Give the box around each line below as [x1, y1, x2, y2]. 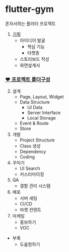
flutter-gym [5, 3, 54, 15]
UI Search [19, 165, 41, 171]
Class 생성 [19, 143, 41, 149]
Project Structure [19, 137, 55, 143]
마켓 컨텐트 [19, 207, 41, 213]
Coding [19, 154, 35, 160]
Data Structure [19, 99, 50, 105]
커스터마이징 [19, 171, 44, 177]
